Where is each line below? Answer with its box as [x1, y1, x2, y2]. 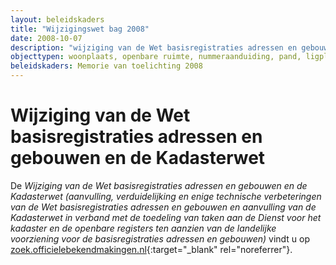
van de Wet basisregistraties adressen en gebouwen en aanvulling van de [10, 201, 317, 213]
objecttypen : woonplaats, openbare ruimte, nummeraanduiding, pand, [10, 52, 302, 62]
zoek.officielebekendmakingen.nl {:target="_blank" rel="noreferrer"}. [10, 243, 293, 255]
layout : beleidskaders [10, 14, 105, 25]
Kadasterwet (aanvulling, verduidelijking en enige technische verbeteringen [10, 190, 322, 202]
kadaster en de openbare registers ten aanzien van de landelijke [10, 222, 277, 234]
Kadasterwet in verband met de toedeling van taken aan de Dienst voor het [10, 211, 322, 223]
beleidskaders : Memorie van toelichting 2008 [10, 61, 203, 71]
